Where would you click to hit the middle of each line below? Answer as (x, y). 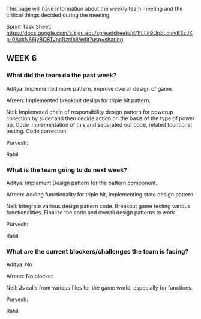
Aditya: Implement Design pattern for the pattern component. (82, 183)
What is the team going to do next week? (67, 169)
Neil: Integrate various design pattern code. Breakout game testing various (98, 206)
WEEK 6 (22, 59)
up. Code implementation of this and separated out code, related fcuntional (99, 124)
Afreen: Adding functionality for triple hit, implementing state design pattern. (100, 194)
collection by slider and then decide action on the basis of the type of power (100, 118)
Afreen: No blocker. (30, 276)
